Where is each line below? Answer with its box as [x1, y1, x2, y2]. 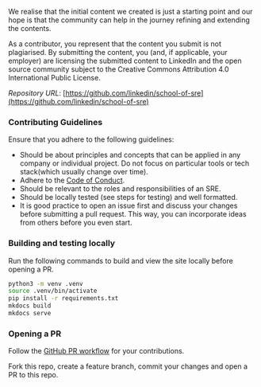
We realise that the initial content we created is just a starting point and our [8, 7, 253, 16]
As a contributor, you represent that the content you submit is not [8, 39, 222, 49]
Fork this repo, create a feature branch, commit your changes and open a [8, 362, 248, 371]
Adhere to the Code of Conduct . [19, 175, 125, 186]
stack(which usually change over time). [19, 167, 148, 177]
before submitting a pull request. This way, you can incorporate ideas [19, 209, 248, 219]
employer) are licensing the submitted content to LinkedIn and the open [8, 56, 242, 65]
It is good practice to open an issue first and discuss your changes [19, 201, 238, 210]
